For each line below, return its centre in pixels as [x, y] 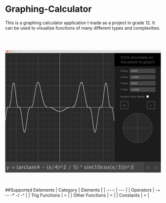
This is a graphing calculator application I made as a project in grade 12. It [80, 23]
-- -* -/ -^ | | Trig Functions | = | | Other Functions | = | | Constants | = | [77, 195]
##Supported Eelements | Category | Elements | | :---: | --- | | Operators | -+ [83, 190]
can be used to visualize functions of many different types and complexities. [83, 28]
